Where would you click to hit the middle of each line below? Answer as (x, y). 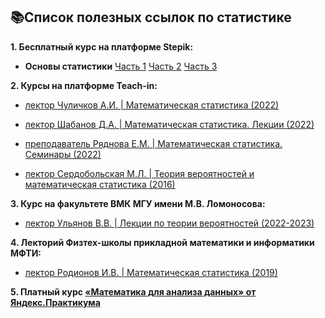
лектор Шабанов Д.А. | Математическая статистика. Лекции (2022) (169, 124)
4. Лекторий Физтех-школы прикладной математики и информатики (162, 242)
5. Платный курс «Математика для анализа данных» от (133, 291)
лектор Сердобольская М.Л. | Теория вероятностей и (139, 173)
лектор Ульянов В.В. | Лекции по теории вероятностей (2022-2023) (169, 223)
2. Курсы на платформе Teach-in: (84, 85)
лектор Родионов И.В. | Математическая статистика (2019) (151, 272)
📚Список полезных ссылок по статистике (151, 17)
